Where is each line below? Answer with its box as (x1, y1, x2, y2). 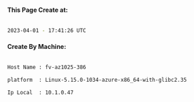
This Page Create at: (7, 6, 68, 14)
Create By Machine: (7, 42, 67, 50)
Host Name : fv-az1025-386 (7, 64, 86, 71)
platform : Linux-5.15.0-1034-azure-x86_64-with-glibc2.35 (7, 77, 188, 84)
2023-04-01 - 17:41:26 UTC (7, 27, 86, 34)
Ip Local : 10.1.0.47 (7, 89, 74, 96)
